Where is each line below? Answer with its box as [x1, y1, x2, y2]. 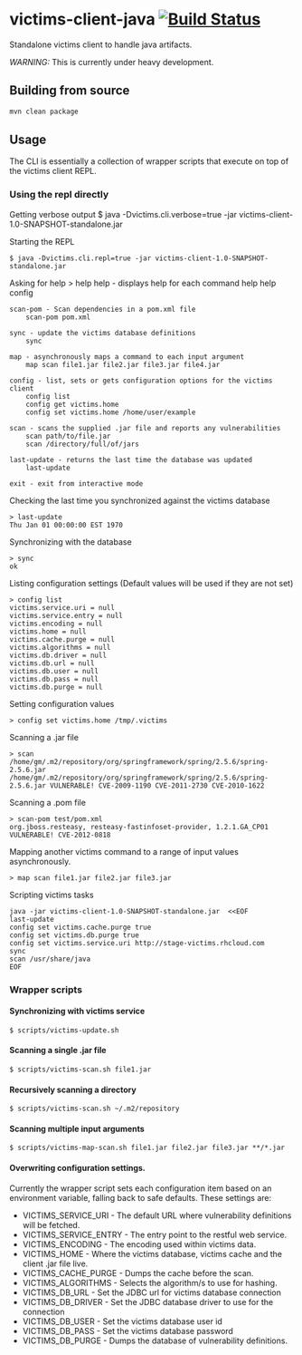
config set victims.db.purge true [9, 930, 140, 940]
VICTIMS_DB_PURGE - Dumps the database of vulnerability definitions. [22, 1335, 288, 1346]
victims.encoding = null [9, 619, 103, 628]
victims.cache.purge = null [9, 634, 116, 644]
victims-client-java [9, 9, 156, 30]
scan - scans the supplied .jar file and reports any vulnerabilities [9, 423, 281, 432]
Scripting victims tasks [9, 889, 94, 900]
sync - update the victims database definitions [9, 328, 196, 337]
